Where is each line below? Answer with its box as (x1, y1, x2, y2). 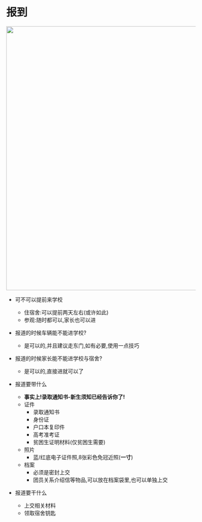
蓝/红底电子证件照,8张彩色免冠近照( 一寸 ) (32, 453, 133, 460)
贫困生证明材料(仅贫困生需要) (32, 438, 106, 445)
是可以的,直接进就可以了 (23, 368, 84, 375)
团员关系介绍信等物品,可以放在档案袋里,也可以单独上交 (32, 476, 168, 483)
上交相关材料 (23, 501, 56, 509)
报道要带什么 (14, 380, 47, 387)
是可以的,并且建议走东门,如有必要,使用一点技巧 (23, 342, 139, 349)
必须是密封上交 (32, 468, 70, 476)
